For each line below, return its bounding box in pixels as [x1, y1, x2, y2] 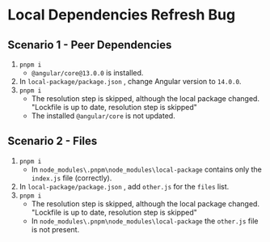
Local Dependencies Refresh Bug [7, 6, 236, 24]
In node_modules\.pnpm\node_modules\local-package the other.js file [31, 216, 259, 226]
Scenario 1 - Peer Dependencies [7, 38, 172, 52]
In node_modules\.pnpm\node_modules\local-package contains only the [31, 164, 262, 174]
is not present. [31, 224, 80, 234]
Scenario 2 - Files [7, 134, 98, 148]
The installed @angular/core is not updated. [31, 111, 175, 121]
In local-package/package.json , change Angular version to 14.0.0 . [19, 77, 242, 86]
